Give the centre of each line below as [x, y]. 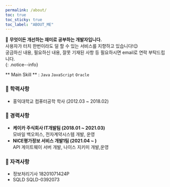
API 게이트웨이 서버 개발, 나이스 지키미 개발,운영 [61, 147]
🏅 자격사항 [17, 161]
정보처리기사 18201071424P [41, 174]
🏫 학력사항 [17, 89]
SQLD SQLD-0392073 [36, 180]
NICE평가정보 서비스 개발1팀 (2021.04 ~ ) [55, 141]
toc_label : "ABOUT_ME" [29, 24]
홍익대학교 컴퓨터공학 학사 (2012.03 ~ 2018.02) [61, 101]
